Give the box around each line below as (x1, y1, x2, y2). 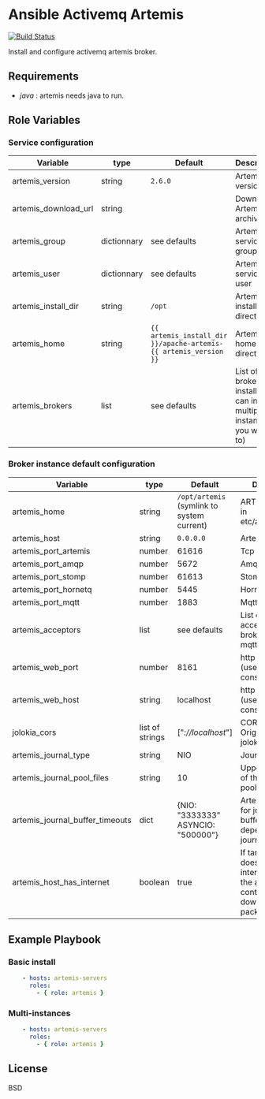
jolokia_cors (12, 727, 57, 738)
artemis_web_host (12, 694, 80, 705)
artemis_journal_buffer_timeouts (12, 814, 132, 825)
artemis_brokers (12, 400, 73, 412)
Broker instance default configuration (8, 459, 155, 470)
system (177, 510, 204, 521)
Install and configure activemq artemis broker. (8, 47, 158, 56)
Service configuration (8, 137, 94, 148)
